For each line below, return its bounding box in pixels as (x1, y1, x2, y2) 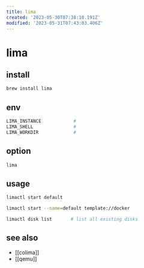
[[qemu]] (14, 255, 37, 262)
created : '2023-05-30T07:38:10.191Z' (6, 14, 101, 20)
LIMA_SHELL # (6, 124, 77, 130)
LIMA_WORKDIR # (6, 129, 77, 135)
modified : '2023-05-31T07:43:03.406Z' (6, 20, 103, 26)
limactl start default (6, 195, 63, 201)
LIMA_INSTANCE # (6, 118, 77, 124)
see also (6, 233, 38, 243)
